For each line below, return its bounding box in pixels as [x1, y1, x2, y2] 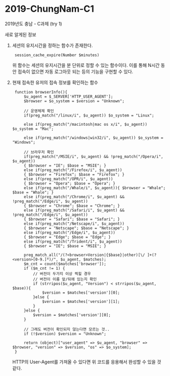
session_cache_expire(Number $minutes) [14, 52, 100, 58]
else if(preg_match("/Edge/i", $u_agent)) [23, 230, 115, 235]
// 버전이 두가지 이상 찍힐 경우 [33, 271, 91, 276]
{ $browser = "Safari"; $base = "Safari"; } [23, 217, 120, 222]
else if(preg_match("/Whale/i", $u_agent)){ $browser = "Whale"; [23, 185, 166, 191]
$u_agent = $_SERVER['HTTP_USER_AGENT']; [23, 94, 113, 99]
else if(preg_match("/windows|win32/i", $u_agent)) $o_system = [23, 135, 164, 140]
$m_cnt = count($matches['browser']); [23, 261, 107, 266]
